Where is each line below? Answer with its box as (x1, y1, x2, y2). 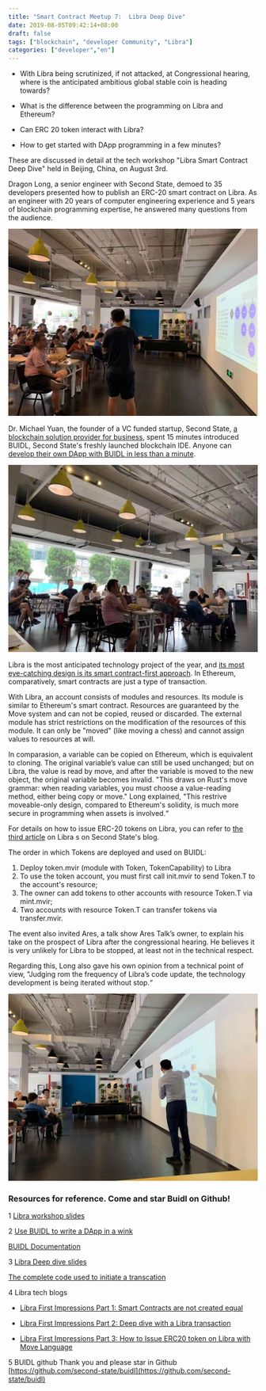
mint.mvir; (19, 897, 53, 906)
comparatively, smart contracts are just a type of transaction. (8, 677, 207, 687)
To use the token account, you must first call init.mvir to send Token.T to (19, 871, 256, 881)
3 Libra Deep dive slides (8, 1257, 87, 1267)
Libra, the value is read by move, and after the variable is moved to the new (8, 767, 254, 776)
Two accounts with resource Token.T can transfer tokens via (19, 905, 218, 915)
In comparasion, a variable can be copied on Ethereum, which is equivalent (8, 749, 253, 760)
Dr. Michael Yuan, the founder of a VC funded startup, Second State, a (8, 424, 237, 433)
